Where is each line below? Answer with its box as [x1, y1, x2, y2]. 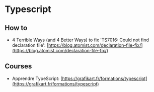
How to [5, 24, 28, 32]
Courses [5, 62, 32, 71]
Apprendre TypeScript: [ [12, 75, 62, 81]
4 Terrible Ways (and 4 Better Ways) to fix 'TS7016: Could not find [12, 37, 149, 43]
